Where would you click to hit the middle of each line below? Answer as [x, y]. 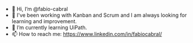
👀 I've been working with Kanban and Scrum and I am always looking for [99, 15]
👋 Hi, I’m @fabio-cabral [40, 9]
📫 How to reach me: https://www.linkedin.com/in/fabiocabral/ [87, 34]
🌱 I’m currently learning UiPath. [49, 27]
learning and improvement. [44, 21]
